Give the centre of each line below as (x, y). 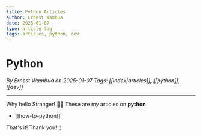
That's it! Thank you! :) (34, 127)
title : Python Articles (36, 12)
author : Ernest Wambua (35, 17)
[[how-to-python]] (38, 116)
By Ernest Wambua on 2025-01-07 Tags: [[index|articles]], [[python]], (93, 81)
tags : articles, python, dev (43, 34)
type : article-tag (29, 29)
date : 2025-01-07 (28, 23)
